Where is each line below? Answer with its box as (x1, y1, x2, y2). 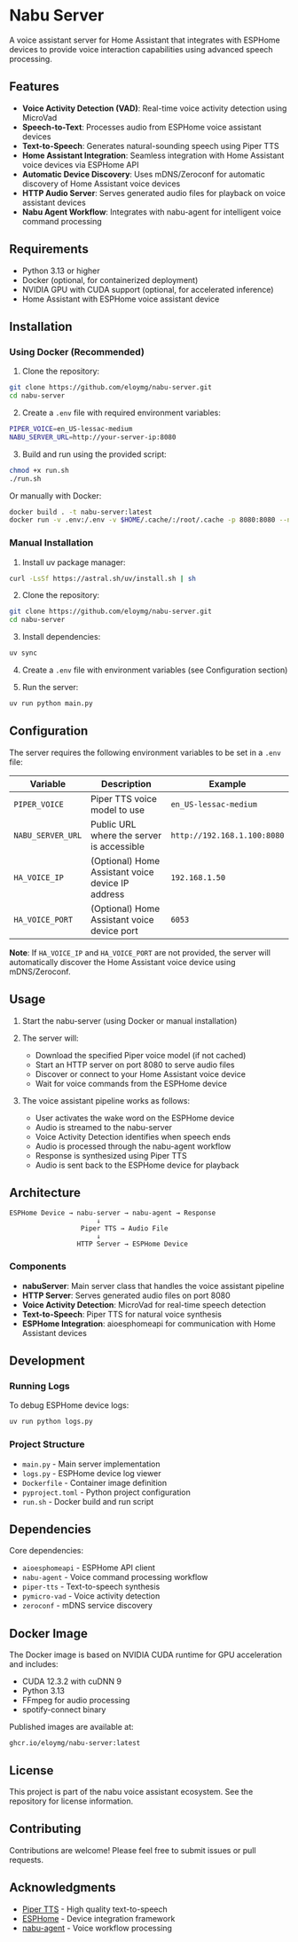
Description (100, 777, 153, 790)
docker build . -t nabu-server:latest (9, 507, 153, 516)
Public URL (90, 818, 137, 830)
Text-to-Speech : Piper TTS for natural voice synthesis (21, 1309, 222, 1319)
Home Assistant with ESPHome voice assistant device (21, 294, 220, 304)
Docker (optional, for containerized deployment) (21, 274, 199, 285)
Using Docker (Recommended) (9, 345, 145, 358)
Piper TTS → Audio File (80, 1224, 169, 1233)
